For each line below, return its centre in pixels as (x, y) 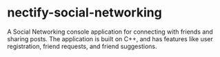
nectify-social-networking (84, 13)
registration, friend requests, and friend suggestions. (82, 46)
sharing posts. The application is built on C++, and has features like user (110, 38)
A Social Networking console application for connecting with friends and (110, 32)
